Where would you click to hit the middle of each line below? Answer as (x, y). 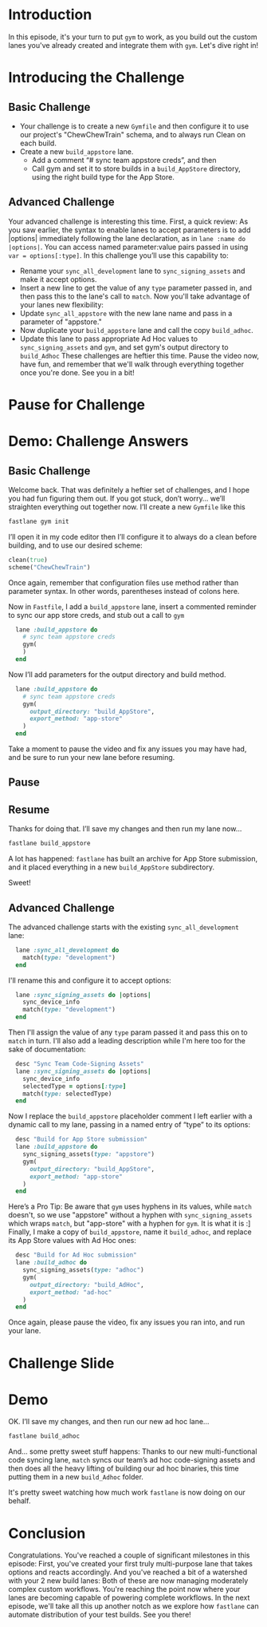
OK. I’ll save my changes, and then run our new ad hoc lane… (109, 1422)
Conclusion (47, 1533)
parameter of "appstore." (61, 322)
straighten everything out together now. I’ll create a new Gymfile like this (127, 507)
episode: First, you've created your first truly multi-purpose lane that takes (131, 1564)
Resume (29, 809)
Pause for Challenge (77, 404)
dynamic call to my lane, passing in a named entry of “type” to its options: (130, 1125)
